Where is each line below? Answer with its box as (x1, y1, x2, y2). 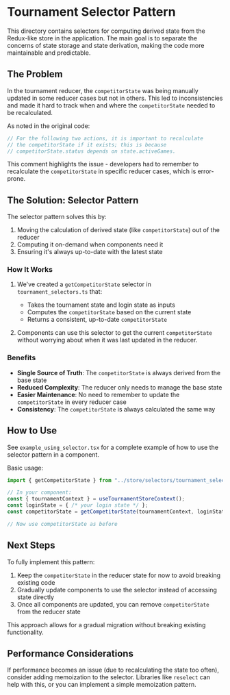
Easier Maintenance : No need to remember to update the (16, 390, 180, 399)
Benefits (7, 353, 36, 363)
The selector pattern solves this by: (7, 213, 107, 221)
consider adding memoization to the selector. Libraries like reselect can (7, 673, 211, 681)
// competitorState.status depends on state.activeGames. (7, 148, 176, 155)
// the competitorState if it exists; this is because (7, 141, 167, 148)
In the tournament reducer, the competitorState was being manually (7, 86, 199, 94)
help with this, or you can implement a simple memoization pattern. (7, 681, 196, 689)
